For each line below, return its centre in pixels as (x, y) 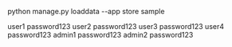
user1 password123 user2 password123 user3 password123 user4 (116, 26)
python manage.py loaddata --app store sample (86, 11)
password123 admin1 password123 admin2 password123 (100, 35)
